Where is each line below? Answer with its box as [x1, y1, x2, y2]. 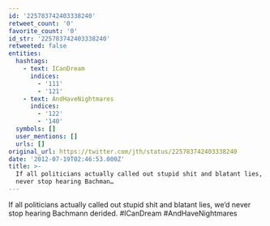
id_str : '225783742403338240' [8, 34, 111, 43]
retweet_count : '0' [8, 19, 75, 28]
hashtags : [15, 58, 49, 66]
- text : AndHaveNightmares [23, 95, 114, 103]
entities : [8, 49, 42, 58]
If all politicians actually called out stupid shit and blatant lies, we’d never [8, 199, 251, 209]
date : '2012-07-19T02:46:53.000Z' [8, 155, 126, 163]
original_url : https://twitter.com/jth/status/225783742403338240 [8, 147, 238, 156]
